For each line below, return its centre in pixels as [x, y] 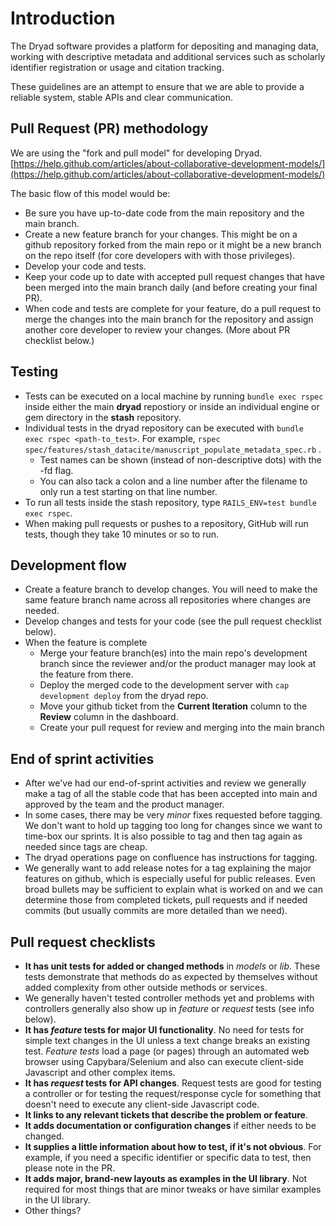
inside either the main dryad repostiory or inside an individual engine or [172, 406]
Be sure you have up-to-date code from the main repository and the [164, 213]
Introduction [63, 18]
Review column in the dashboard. [109, 717]
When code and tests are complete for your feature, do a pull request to [173, 308]
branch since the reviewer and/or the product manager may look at [178, 664]
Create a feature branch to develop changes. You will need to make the [171, 589]
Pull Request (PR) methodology [109, 128]
